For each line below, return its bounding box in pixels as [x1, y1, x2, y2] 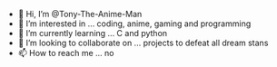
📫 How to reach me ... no [17, 48, 115, 58]
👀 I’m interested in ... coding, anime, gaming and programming [17, 18, 252, 29]
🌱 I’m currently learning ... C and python [17, 28, 168, 38]
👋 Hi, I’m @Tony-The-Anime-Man [17, 9, 143, 19]
